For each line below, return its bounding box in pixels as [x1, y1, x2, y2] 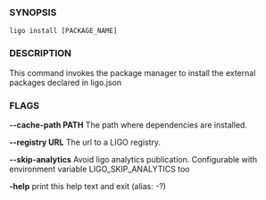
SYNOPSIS [9, 6, 57, 19]
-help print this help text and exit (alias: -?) [9, 180, 167, 191]
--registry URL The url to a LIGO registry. [9, 137, 162, 147]
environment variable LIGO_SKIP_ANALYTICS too [9, 163, 190, 174]
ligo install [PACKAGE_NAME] [9, 27, 118, 36]
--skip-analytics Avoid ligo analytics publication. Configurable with [9, 154, 257, 164]
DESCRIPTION [9, 47, 72, 60]
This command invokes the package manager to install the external [9, 67, 256, 78]
